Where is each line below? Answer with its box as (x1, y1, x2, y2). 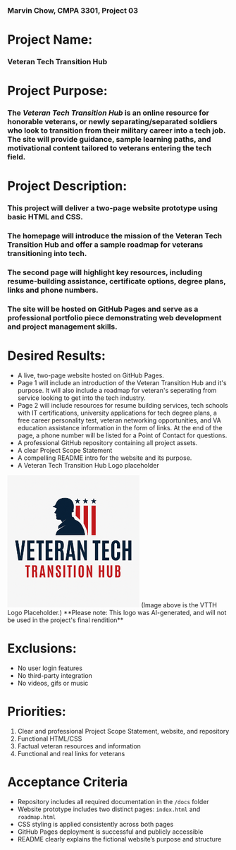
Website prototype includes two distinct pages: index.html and (17, 805, 201, 813)
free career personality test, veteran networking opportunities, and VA (17, 415, 222, 425)
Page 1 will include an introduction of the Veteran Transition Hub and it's (17, 378, 227, 387)
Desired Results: (7, 348, 106, 364)
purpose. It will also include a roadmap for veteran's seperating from (17, 386, 217, 394)
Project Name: (7, 32, 93, 48)
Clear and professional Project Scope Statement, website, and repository (17, 727, 230, 735)
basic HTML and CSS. (7, 212, 83, 222)
